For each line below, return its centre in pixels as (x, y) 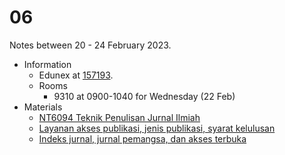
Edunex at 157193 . (76, 75)
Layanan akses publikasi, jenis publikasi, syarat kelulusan (157, 128)
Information (47, 64)
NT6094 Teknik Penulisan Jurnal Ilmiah (119, 117)
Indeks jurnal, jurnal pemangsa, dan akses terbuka (142, 138)
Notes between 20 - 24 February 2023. (90, 45)
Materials (43, 107)
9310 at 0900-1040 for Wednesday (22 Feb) (144, 96)
